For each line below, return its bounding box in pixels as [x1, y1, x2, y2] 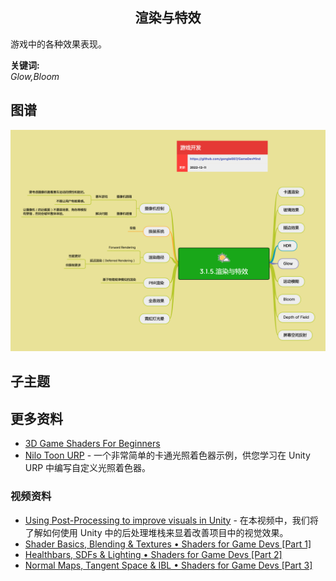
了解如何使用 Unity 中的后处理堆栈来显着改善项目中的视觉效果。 [24, 526, 289, 538]
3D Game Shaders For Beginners [24, 438, 161, 450]
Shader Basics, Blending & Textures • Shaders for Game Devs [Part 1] [24, 538, 312, 550]
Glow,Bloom [10, 70, 60, 82]
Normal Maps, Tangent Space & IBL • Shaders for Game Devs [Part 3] [24, 559, 313, 571]
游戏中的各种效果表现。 [10, 38, 107, 50]
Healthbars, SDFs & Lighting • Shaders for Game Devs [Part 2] [24, 548, 283, 560]
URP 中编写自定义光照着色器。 [24, 462, 152, 474]
